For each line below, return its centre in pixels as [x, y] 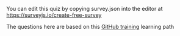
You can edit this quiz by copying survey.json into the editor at [85, 9]
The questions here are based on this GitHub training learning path [90, 27]
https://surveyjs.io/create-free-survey [54, 15]
